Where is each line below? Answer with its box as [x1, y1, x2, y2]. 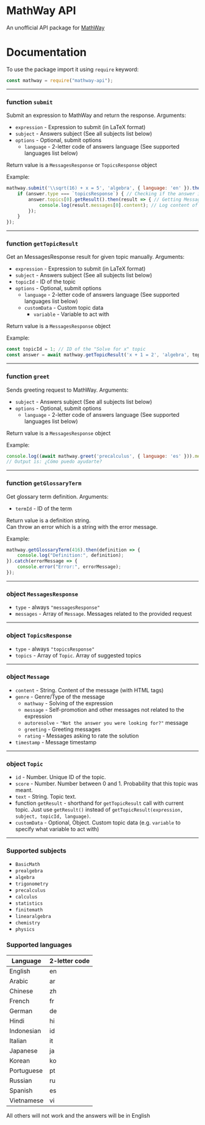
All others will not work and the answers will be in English [6, 1112, 151, 1119]
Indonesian [9, 1026, 41, 1035]
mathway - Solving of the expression [24, 699, 113, 707]
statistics [15, 900, 43, 906]
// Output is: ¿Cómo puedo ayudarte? [6, 458, 103, 465]
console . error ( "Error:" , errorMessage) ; [17, 564, 121, 570]
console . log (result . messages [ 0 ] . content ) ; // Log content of [38, 202, 198, 208]
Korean [9, 1056, 31, 1065]
